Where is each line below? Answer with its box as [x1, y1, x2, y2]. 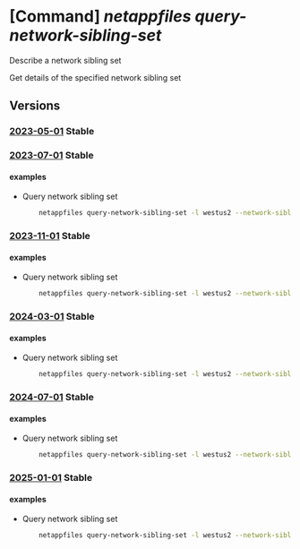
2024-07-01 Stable [9, 391, 94, 404]
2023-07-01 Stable [9, 150, 94, 162]
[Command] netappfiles [9, 6, 192, 27]
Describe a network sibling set [9, 55, 122, 65]
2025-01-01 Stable [9, 472, 92, 485]
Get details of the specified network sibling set [9, 72, 182, 82]
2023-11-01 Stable [9, 230, 91, 243]
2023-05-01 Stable [9, 125, 95, 138]
